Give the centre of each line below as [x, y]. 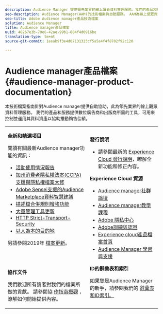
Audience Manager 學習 [125, 249]
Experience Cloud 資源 [116, 178]
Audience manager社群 [124, 190]
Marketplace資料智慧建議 [45, 197]
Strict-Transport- [50, 218]
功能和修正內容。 [122, 166]
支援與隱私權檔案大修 [40, 182]
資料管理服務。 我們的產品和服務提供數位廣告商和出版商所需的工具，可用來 [80, 112]
